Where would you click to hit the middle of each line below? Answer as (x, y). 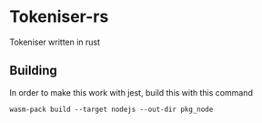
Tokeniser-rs (59, 17)
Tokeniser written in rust (55, 42)
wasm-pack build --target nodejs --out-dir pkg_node (111, 109)
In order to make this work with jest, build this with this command (131, 92)
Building (33, 71)
